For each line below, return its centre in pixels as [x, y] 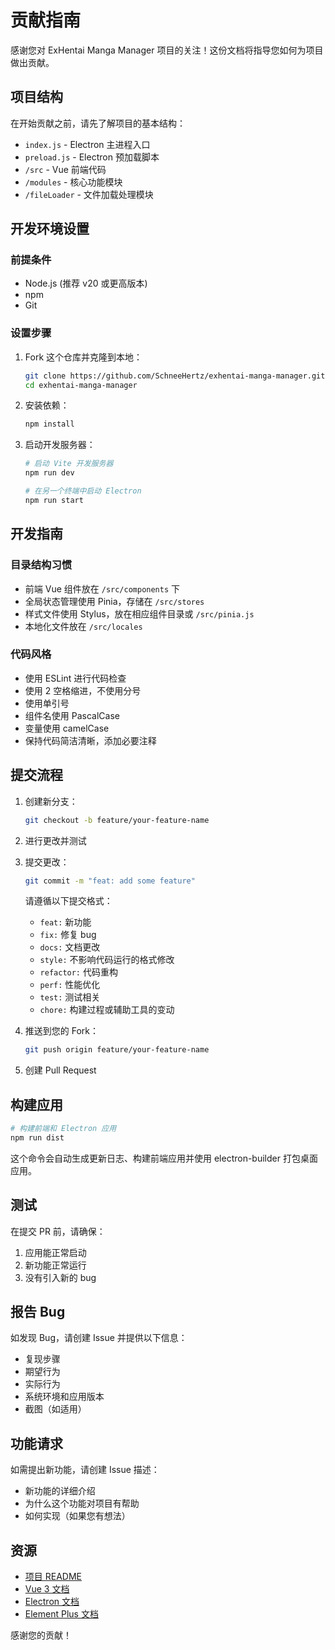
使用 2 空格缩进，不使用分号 [83, 690]
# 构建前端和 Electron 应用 [63, 1129]
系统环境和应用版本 [64, 1397]
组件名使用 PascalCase [72, 715]
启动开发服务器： [60, 445]
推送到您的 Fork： [62, 1031]
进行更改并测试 [55, 840]
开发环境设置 [50, 229]
